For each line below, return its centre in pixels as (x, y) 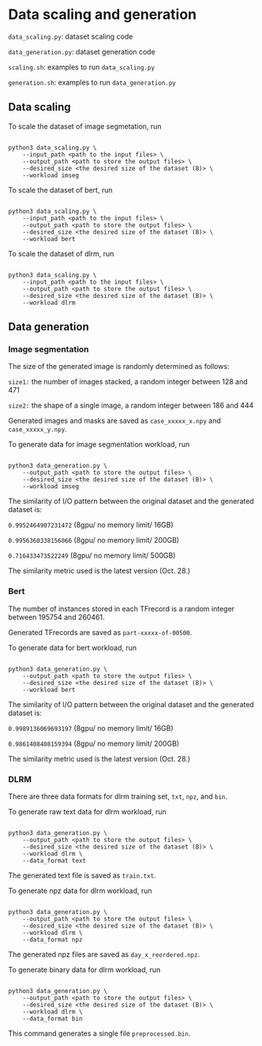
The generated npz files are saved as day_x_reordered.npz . (104, 954)
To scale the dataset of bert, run (60, 190)
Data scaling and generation (103, 15)
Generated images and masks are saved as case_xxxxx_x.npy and (114, 421)
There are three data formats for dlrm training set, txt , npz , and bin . (118, 796)
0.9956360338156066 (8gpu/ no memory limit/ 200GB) (94, 540)
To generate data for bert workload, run (73, 647)
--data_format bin (52, 1019)
